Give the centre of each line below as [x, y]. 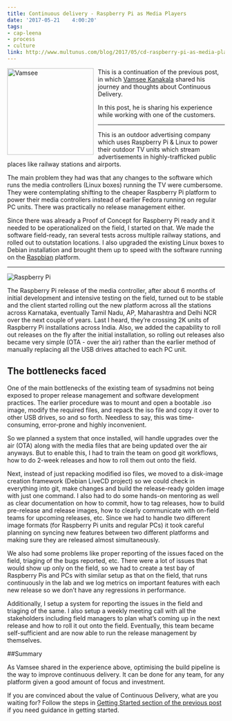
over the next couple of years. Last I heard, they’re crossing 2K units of [108, 320]
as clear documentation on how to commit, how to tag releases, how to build [116, 503]
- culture [21, 46]
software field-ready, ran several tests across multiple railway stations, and [114, 235]
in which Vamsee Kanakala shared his [152, 79]
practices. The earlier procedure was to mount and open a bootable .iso [109, 402]
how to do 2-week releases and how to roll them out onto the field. [102, 460]
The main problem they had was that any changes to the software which [110, 177]
